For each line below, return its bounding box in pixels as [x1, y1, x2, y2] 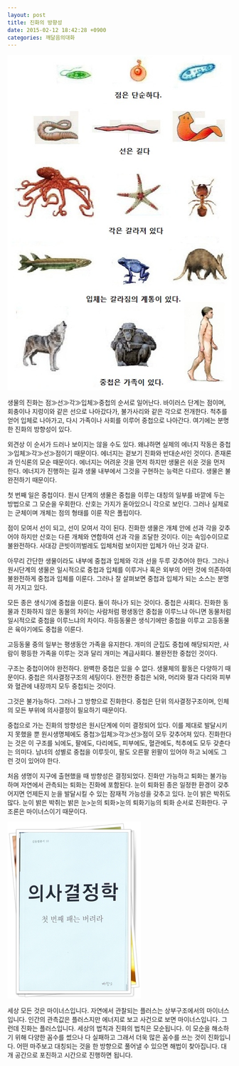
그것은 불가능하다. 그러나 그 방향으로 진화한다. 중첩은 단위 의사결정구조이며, [7, 697, 216, 705]
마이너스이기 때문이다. [26, 807, 87, 816]
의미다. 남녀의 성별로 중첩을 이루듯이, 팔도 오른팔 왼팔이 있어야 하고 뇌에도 [14, 747, 220, 757]
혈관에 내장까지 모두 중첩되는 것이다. [14, 682, 116, 691]
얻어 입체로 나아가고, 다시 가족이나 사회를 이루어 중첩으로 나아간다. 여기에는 [7, 416, 216, 425]
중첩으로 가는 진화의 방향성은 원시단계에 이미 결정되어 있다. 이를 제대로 [7, 721, 203, 730]
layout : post [7, 11, 46, 18]
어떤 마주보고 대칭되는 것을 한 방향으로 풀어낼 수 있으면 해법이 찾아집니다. [16, 1042, 220, 1050]
